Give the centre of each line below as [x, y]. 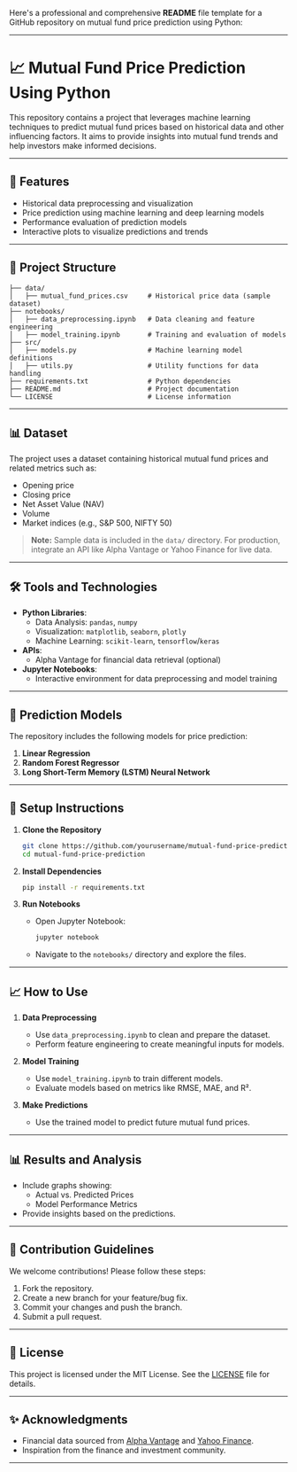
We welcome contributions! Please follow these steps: [107, 1271]
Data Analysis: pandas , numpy [86, 622]
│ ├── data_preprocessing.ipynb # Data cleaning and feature [132, 319]
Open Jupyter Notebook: [80, 922]
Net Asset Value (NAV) [63, 504]
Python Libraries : [54, 613]
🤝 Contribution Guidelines [82, 1250]
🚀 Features [39, 182]
